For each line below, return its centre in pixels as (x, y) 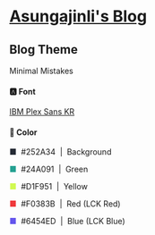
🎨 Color (23, 132)
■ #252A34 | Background (60, 152)
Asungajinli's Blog (78, 17)
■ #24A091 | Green (49, 169)
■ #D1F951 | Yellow (48, 187)
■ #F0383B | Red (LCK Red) (65, 204)
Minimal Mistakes (42, 71)
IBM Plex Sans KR (42, 112)
